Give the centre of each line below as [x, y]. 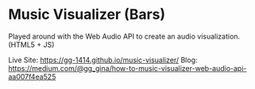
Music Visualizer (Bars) [87, 15]
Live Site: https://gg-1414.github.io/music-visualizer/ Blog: [103, 60]
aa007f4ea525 [32, 76]
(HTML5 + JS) [31, 44]
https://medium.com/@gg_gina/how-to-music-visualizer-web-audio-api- [127, 68]
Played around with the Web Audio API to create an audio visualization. [124, 36]
